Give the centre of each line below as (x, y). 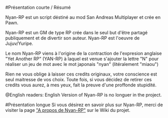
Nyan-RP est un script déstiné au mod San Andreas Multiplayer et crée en (83, 17)
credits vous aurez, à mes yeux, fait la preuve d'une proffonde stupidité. (81, 85)
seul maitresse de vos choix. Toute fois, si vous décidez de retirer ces (79, 79)
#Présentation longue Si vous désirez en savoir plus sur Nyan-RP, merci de (84, 105)
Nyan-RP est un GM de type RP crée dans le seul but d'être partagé (77, 32)
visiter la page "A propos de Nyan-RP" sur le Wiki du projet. (68, 110)
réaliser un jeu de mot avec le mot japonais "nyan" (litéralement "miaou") (82, 64)
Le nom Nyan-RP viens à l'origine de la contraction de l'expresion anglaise (83, 53)
